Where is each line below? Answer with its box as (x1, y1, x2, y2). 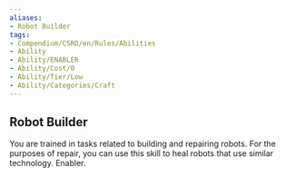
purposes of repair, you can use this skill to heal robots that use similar (9, 148, 274, 159)
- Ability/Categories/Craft (9, 81, 116, 90)
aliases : (9, 13, 43, 23)
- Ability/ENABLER (9, 55, 79, 64)
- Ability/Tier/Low (9, 73, 84, 82)
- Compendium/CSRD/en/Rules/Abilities (9, 38, 156, 48)
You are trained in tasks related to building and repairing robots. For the (9, 138, 277, 150)
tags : (9, 30, 30, 39)
